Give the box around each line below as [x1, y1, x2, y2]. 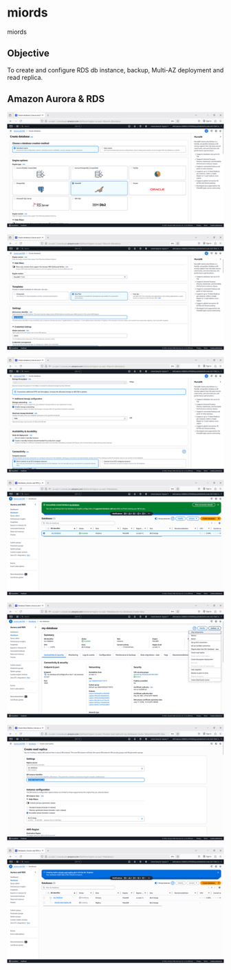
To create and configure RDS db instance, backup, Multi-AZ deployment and [7, 65, 224, 74]
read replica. [7, 73, 43, 81]
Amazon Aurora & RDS [7, 93, 105, 105]
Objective [7, 48, 50, 59]
